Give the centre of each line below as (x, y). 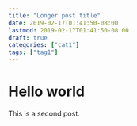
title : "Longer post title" (55, 15)
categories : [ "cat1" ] (44, 45)
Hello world (47, 92)
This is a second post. (44, 113)
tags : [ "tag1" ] (33, 52)
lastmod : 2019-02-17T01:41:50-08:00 (68, 30)
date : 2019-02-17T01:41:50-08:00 (63, 23)
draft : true (28, 38)
